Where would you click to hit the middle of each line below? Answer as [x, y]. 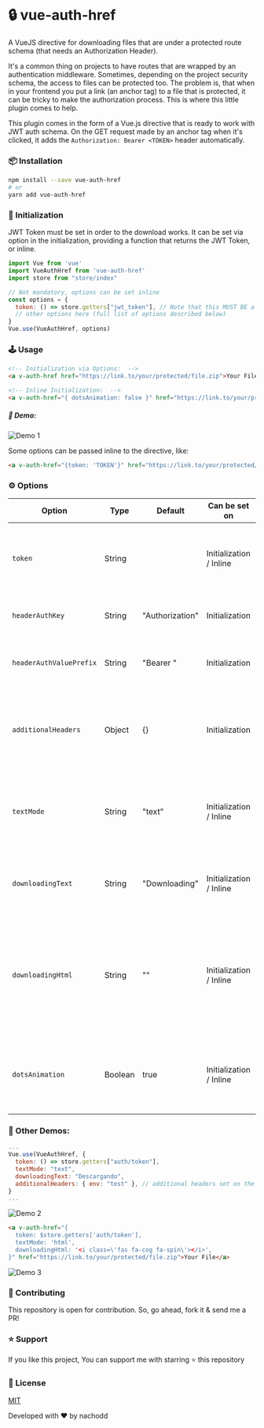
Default [170, 511]
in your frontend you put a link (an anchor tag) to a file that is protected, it [127, 91]
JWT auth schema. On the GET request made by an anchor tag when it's [126, 132]
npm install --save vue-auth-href [65, 180]
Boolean [119, 1074]
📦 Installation [35, 161]
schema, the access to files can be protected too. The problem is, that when [132, 83]
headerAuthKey [38, 615]
